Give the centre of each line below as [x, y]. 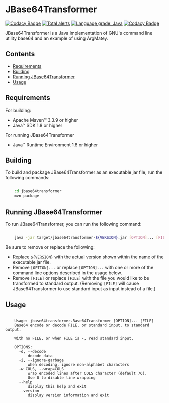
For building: [18, 110]
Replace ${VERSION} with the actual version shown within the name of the [88, 257]
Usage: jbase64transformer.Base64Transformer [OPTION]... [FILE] [84, 321]
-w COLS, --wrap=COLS [41, 369]
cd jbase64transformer [38, 191]
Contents [20, 54]
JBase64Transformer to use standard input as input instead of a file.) [84, 289]
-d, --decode [32, 351]
